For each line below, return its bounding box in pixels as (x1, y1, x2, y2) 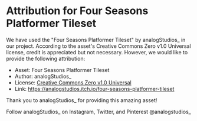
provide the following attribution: (6, 55, 86, 62)
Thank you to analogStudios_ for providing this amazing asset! (6, 96, 157, 104)
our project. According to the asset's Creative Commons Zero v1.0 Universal (6, 42, 191, 50)
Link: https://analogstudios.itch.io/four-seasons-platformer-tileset (14, 85, 175, 92)
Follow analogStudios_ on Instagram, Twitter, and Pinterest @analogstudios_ (6, 108, 191, 115)
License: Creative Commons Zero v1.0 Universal (14, 79, 132, 86)
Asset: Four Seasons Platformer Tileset (14, 66, 110, 73)
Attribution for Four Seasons (6, 4, 149, 18)
